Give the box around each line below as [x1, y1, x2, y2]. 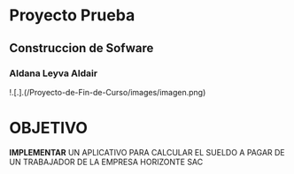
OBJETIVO [9, 118, 89, 138]
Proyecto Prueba [9, 5, 135, 26]
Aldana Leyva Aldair [9, 67, 98, 79]
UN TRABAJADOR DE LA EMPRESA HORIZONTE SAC [9, 156, 204, 167]
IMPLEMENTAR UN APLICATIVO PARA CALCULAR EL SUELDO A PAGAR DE [9, 147, 285, 157]
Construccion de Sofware [9, 41, 154, 56]
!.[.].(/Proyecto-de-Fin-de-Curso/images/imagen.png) [9, 87, 206, 97]
